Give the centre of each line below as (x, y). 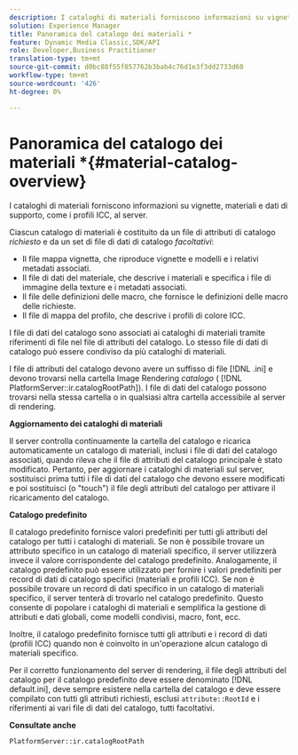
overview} (48, 181)
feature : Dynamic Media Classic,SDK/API (85, 42)
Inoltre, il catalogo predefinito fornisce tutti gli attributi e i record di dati (138, 634)
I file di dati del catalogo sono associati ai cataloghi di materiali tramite (137, 333)
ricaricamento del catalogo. (59, 497)
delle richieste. (49, 306)
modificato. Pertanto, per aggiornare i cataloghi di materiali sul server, (137, 469)
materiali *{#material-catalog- (124, 162)
